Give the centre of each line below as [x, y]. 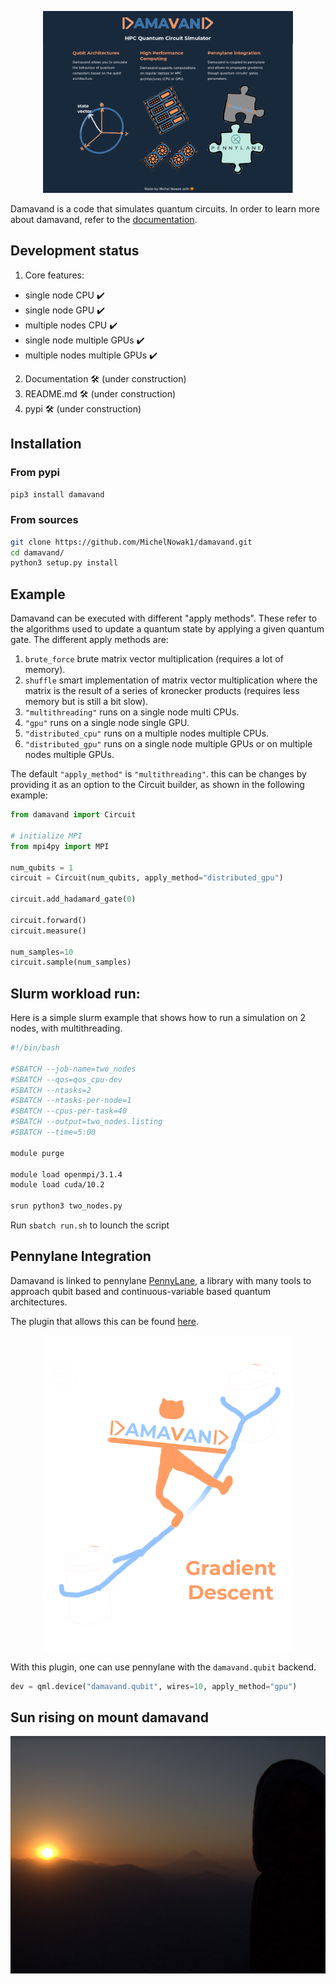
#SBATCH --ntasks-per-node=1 [71, 1101]
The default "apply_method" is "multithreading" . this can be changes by [158, 774]
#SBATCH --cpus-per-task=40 [69, 1111]
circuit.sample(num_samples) [71, 962]
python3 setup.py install [64, 563]
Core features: [54, 275]
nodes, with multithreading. [66, 1028]
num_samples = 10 [42, 952]
